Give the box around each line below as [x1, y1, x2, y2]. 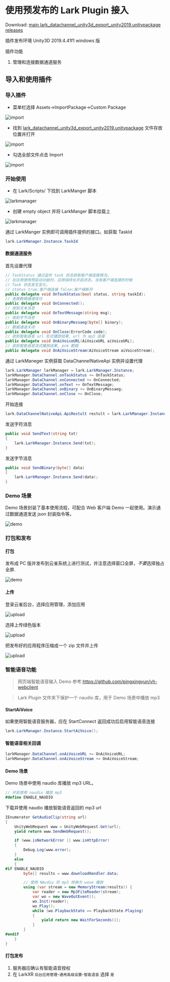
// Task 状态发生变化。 [5, 282, 50, 287]
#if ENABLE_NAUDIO [5, 866, 44, 871]
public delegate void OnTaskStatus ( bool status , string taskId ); [5, 291, 146, 296]
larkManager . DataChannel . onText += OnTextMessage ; [5, 382, 114, 387]
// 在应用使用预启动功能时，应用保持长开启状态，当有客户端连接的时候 [5, 277, 133, 282]
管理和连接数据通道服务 [12, 59, 62, 65]
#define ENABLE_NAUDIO [5, 795, 53, 800]
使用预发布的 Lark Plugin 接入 [5, 5, 129, 16]
